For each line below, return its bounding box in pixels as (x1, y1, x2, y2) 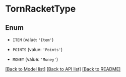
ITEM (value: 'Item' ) (12, 36, 54, 43)
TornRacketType (5, 3, 76, 15)
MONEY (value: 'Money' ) (12, 56, 58, 62)
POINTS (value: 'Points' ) (12, 47, 63, 52)
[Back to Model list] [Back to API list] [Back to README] (5, 66, 121, 72)
